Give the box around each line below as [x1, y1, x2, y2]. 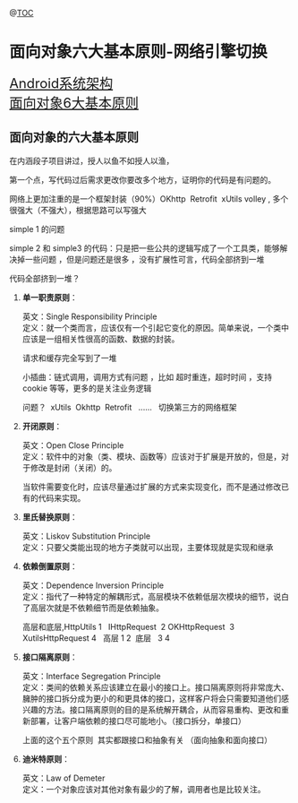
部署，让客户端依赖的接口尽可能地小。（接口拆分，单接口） [30, 715, 246, 726]
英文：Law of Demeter [21, 773, 106, 783]
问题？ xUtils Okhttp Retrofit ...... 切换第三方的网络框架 [21, 401, 237, 412]
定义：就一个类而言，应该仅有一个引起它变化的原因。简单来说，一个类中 [21, 322, 289, 332]
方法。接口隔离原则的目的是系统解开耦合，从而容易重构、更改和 [46, 704, 282, 715]
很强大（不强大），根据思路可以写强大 [9, 204, 147, 215]
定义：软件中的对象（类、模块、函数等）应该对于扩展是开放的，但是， [21, 451, 282, 462]
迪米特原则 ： [21, 753, 70, 764]
